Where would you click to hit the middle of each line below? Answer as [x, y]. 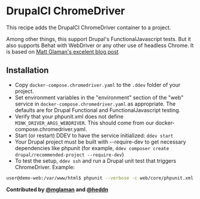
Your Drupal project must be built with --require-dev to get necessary [100, 142]
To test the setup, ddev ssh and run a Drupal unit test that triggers [96, 161]
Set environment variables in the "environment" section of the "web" [99, 97]
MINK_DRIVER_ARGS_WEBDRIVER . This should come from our [84, 123]
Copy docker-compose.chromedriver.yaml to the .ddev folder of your [98, 85]
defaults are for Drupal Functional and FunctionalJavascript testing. [98, 110]
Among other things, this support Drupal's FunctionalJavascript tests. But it [99, 39]
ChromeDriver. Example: [45, 167]
